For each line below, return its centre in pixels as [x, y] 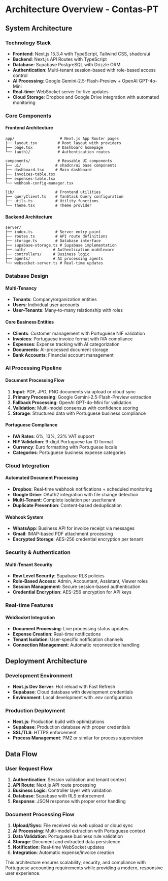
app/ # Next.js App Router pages [62, 139]
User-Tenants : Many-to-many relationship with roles [68, 310]
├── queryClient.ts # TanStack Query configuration [64, 197]
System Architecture [39, 28]
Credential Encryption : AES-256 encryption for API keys [72, 592]
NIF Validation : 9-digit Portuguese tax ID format [63, 441]
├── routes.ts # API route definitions [57, 236]
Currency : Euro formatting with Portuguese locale [65, 447]
